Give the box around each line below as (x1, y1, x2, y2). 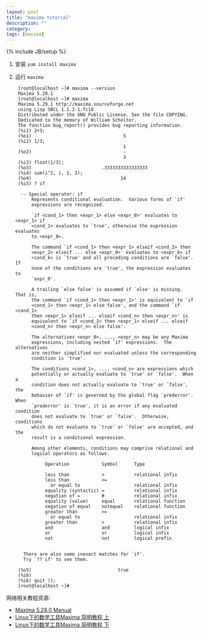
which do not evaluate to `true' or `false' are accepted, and (31, 424, 194, 430)
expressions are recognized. (31, 202, 105, 208)
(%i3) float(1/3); (17, 160, 65, 166)
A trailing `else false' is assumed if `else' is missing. (31, 287, 183, 293)
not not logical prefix (45, 535, 172, 541)
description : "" (6, 20, 47, 26)
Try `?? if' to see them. (23, 557, 89, 563)
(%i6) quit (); (17, 578, 56, 584)
